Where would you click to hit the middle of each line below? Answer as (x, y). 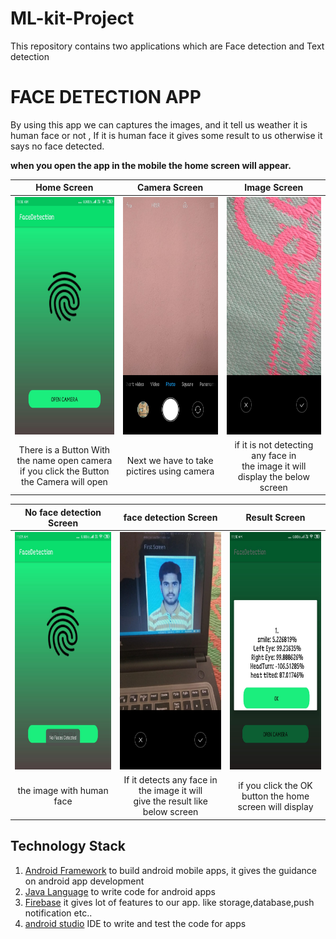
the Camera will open (64, 482)
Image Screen (274, 188)
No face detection (63, 512)
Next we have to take (170, 461)
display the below (273, 476)
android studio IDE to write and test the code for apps (135, 923)
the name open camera (64, 461)
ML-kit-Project (72, 18)
